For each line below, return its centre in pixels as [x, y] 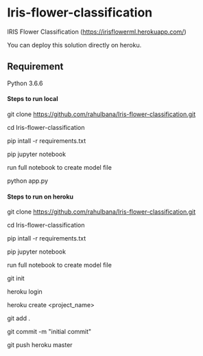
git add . [19, 318]
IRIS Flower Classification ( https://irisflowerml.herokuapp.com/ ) [97, 32]
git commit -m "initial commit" [49, 332]
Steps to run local [33, 99]
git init [16, 278]
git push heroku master [40, 345]
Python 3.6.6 [25, 83]
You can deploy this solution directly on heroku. [74, 45]
